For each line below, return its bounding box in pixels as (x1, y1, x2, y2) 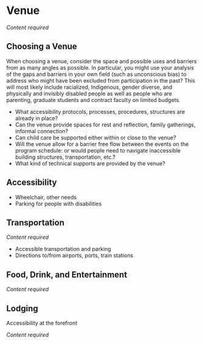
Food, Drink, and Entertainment (6, 269, 128, 280)
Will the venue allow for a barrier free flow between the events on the (15, 140, 189, 148)
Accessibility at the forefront (6, 320, 78, 326)
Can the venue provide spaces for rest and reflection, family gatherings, (15, 121, 196, 128)
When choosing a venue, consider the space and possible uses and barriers (6, 57, 198, 64)
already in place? (15, 114, 58, 122)
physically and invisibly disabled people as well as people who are (6, 89, 172, 97)
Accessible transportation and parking (15, 246, 111, 253)
